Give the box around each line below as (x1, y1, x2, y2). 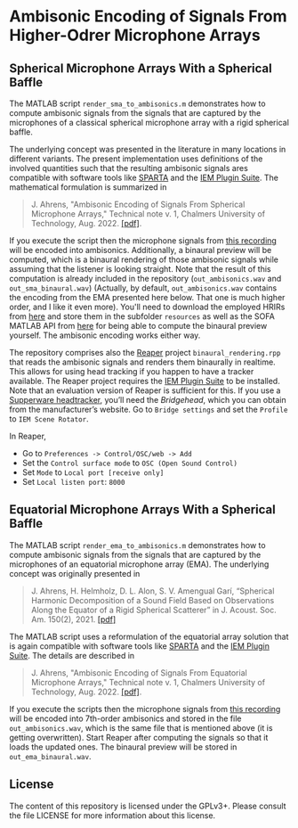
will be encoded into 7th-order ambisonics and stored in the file (9, 713, 242, 724)
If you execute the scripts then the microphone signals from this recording (9, 703, 281, 714)
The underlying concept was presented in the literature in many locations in (9, 144, 286, 154)
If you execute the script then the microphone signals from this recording (9, 235, 278, 246)
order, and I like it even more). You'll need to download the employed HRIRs (9, 301, 286, 312)
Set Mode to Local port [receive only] (21, 467, 165, 478)
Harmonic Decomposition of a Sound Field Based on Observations (30, 594, 275, 605)
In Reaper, (9, 430, 47, 441)
